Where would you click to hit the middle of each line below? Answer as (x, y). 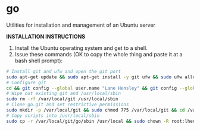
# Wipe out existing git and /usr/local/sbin (63, 94)
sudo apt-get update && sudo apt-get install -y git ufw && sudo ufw (94, 77)
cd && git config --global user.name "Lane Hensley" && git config (92, 88)
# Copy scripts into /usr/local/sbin (53, 115)
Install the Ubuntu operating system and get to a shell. (81, 48)
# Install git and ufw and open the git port (63, 71)
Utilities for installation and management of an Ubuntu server (81, 25)
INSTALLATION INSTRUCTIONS (46, 36)
